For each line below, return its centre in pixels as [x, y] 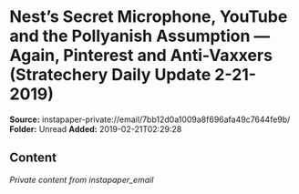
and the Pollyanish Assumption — [140, 36]
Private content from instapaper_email [82, 179]
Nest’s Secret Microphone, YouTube [149, 17]
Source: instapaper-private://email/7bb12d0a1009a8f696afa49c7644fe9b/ [150, 119]
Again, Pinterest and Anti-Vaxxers [141, 56]
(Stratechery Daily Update [110, 75]
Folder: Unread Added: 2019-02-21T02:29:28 [96, 128]
